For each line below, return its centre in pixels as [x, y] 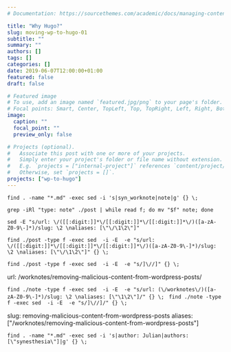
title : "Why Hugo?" [35, 26]
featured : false [30, 77]
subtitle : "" [26, 39]
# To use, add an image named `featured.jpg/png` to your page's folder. [115, 103]
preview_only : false [43, 134]
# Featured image [32, 96]
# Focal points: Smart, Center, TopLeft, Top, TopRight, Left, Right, [110, 109]
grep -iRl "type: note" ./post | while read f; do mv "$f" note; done [110, 210]
